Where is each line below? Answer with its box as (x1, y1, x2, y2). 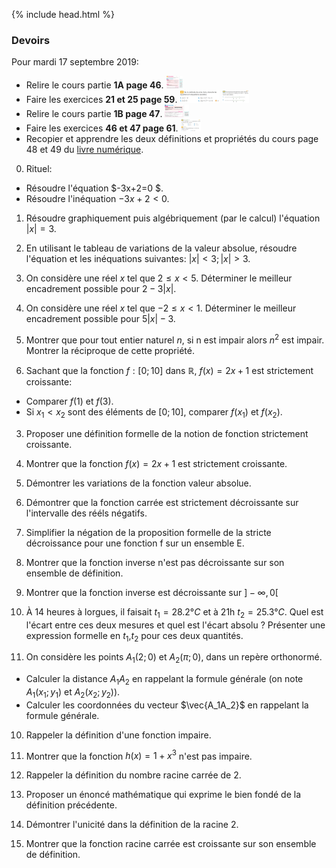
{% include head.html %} (11, 9, 115, 20)
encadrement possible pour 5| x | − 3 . (25, 313, 176, 325)
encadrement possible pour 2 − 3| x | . (25, 283, 177, 295)
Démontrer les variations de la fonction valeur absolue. (25, 477, 252, 489)
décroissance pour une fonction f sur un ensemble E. (25, 537, 245, 549)
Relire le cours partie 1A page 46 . (25, 79, 164, 91)
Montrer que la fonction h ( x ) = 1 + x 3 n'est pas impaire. (25, 748, 253, 762)
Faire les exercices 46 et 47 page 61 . (25, 122, 179, 134)
